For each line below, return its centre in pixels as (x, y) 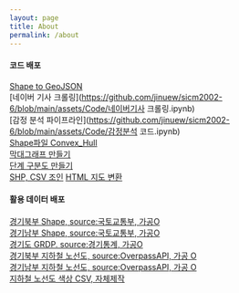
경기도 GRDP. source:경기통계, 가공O (76, 244)
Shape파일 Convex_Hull (53, 142)
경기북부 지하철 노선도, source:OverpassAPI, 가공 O (103, 256)
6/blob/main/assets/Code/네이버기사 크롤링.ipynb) (102, 108)
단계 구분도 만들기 (41, 165)
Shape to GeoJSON (46, 86)
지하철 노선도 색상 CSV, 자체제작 (67, 278)
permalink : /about (44, 35)
